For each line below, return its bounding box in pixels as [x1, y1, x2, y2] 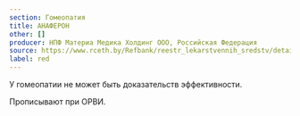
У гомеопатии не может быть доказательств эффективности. [9, 79, 243, 89]
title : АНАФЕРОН [9, 21, 70, 30]
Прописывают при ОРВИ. [9, 96, 106, 107]
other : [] [9, 29, 46, 38]
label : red [9, 54, 50, 63]
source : [9, 46, 38, 55]
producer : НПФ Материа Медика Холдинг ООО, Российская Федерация [9, 37, 257, 47]
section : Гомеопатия [9, 12, 87, 22]
